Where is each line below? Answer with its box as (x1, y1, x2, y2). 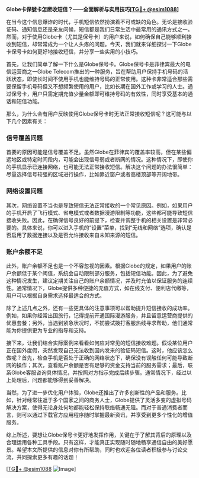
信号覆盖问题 (6, 133, 43, 142)
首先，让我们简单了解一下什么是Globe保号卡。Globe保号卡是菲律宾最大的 (6, 60, 185, 68)
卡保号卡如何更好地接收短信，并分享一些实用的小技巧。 (6, 48, 141, 55)
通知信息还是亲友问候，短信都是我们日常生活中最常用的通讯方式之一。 (21, 26, 193, 33)
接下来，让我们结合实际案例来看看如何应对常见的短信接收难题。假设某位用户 (6, 339, 193, 346)
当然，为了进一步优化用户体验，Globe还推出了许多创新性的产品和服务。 (6, 388, 182, 396)
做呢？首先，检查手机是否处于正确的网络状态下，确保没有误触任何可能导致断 (6, 354, 193, 361)
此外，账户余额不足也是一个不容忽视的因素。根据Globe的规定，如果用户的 (6, 262, 187, 269)
